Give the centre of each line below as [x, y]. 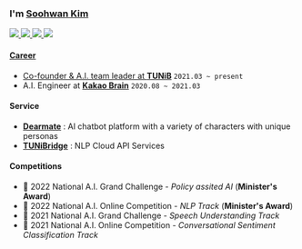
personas [40, 135]
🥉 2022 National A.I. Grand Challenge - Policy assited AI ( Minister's [150, 186]
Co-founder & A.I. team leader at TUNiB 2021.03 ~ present [133, 75]
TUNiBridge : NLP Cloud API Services [94, 145]
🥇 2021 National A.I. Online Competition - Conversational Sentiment [149, 224]
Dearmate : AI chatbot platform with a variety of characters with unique [156, 126]
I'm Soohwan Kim [49, 14]
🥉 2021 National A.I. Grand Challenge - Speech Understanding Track [151, 215]
